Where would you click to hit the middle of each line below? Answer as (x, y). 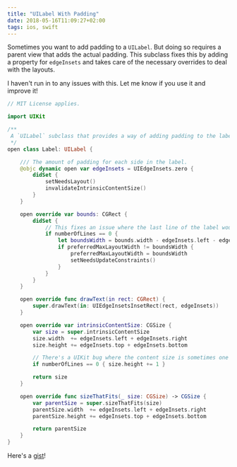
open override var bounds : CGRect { (74, 214)
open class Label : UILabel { (50, 149)
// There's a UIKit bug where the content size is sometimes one (131, 358)
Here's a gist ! (26, 456)
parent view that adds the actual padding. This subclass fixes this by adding (118, 54)
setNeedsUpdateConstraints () (113, 260)
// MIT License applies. (44, 104)
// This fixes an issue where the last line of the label (132, 227)
